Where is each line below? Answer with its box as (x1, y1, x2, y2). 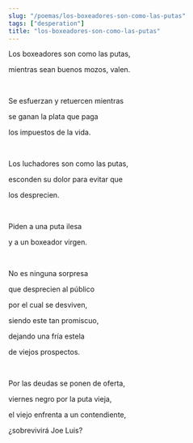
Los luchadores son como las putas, (8, 159, 129, 168)
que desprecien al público (8, 284, 95, 294)
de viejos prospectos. (8, 347, 81, 357)
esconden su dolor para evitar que (8, 175, 124, 185)
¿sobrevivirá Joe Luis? (8, 426, 83, 436)
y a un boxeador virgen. (8, 237, 87, 247)
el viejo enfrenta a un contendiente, (8, 410, 127, 420)
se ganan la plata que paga (8, 112, 99, 121)
